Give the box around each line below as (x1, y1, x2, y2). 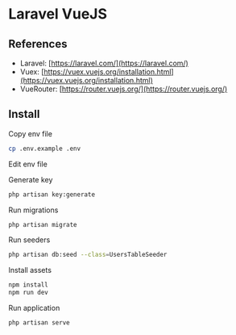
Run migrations (8, 205, 59, 215)
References (8, 37, 68, 51)
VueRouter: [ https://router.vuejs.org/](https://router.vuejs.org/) (19, 84, 228, 94)
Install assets (8, 266, 52, 275)
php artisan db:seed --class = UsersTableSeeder (8, 251, 168, 259)
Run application (8, 304, 60, 313)
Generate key (8, 174, 53, 184)
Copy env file (8, 128, 52, 138)
